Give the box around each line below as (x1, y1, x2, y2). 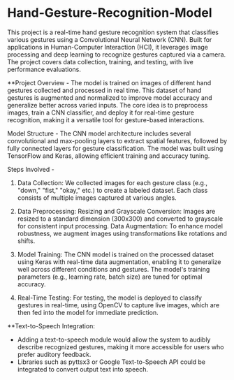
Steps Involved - (7, 165, 54, 173)
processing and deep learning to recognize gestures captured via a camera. (7, 50, 226, 59)
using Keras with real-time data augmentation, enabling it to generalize (17, 257, 221, 266)
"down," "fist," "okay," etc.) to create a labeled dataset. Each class (17, 186, 208, 194)
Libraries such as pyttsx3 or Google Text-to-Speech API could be (17, 358, 206, 366)
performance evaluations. (7, 65, 82, 73)
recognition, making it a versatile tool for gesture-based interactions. (7, 115, 205, 124)
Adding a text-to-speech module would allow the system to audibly (17, 335, 211, 344)
